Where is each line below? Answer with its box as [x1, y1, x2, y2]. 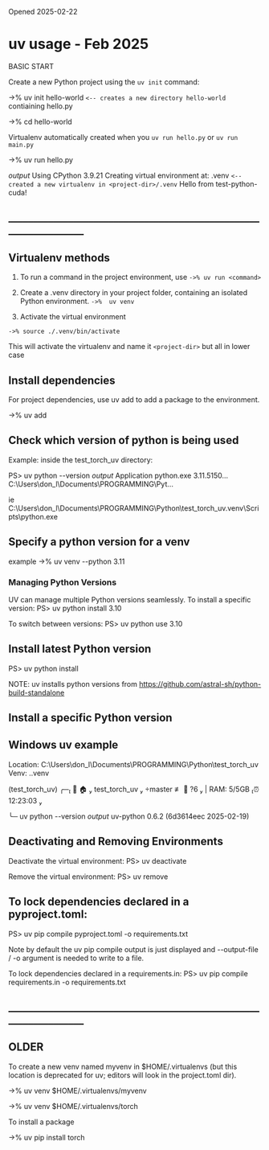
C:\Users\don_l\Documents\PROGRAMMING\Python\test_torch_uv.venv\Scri [8, 503, 259, 513]
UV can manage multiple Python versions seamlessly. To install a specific [8, 594, 251, 604]
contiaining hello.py [8, 101, 74, 111]
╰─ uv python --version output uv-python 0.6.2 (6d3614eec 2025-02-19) [8, 811, 250, 821]
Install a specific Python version [8, 711, 173, 725]
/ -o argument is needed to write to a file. [8, 953, 145, 963]
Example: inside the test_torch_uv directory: [8, 454, 153, 465]
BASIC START [8, 61, 55, 71]
